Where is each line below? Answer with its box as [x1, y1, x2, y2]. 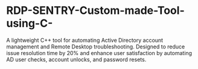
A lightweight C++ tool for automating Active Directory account [6, 36, 164, 44]
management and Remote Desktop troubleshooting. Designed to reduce [6, 43, 185, 50]
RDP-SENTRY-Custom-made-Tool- [6, 4, 185, 18]
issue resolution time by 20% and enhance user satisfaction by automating [6, 49, 192, 56]
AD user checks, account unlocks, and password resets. [6, 56, 147, 63]
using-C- [6, 16, 53, 30]
